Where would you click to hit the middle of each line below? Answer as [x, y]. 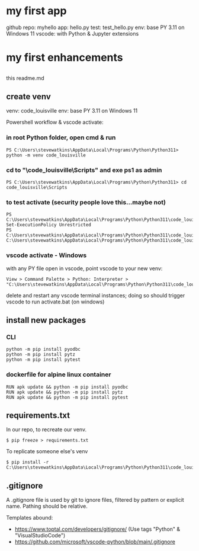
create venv [29, 96]
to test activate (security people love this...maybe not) [86, 202]
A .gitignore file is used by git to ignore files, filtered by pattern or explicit [95, 500]
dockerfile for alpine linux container [59, 374]
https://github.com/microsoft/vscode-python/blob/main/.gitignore [95, 542]
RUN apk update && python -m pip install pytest [67, 397]
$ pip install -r [28, 462]
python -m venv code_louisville [46, 155]
